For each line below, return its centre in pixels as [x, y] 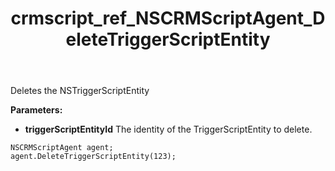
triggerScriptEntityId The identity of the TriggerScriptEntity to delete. [168, 129]
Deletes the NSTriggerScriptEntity [80, 91]
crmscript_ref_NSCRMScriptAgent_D [168, 18]
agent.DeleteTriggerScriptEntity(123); [93, 157]
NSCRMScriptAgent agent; [62, 148]
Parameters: [36, 110]
